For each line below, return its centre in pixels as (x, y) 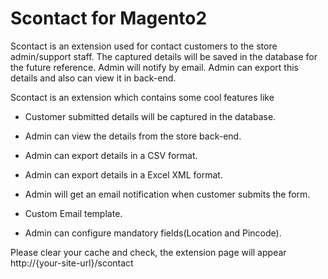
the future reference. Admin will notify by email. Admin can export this (154, 67)
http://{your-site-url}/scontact (72, 263)
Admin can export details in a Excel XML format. (123, 174)
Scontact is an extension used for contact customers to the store (144, 46)
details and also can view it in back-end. (93, 78)
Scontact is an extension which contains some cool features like (142, 97)
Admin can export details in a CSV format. (111, 155)
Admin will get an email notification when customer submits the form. (167, 194)
